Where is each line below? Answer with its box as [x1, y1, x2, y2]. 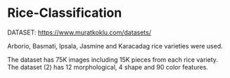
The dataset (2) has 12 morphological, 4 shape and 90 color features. [7, 63, 209, 71]
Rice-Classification [7, 5, 122, 21]
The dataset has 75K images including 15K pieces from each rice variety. [7, 55, 218, 64]
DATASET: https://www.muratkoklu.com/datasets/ [7, 28, 151, 37]
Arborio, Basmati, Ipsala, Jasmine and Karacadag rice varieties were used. [7, 41, 223, 50]
